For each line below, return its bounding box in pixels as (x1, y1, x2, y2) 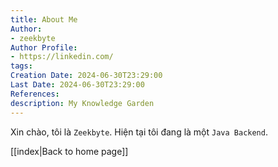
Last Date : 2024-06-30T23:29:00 (10, 80, 145, 90)
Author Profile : (10, 42, 78, 53)
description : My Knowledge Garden (10, 98, 155, 108)
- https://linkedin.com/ (10, 52, 114, 62)
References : (10, 89, 60, 99)
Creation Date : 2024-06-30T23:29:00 (10, 71, 163, 81)
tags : (10, 61, 33, 71)
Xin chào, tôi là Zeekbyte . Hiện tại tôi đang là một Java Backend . (10, 126, 268, 138)
